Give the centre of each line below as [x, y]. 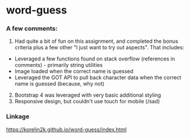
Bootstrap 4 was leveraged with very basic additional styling [88, 95]
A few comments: [32, 29]
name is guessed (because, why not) [59, 84]
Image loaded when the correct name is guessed [74, 72]
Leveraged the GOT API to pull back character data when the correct [98, 77]
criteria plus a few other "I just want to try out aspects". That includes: [99, 48]
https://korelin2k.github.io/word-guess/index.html [66, 129]
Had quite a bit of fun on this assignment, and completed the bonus [96, 41]
